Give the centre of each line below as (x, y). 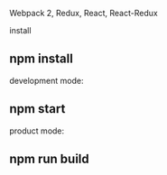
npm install (42, 59)
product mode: (37, 131)
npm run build (50, 159)
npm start (37, 109)
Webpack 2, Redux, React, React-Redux (83, 13)
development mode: (46, 80)
